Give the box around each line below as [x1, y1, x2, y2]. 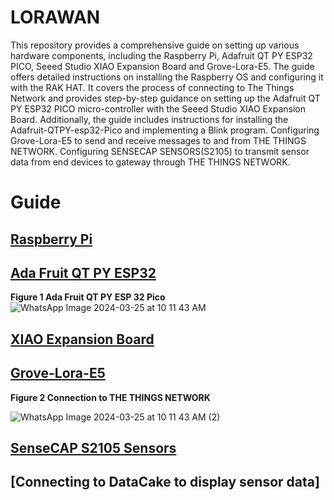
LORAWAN [10, 6, 101, 29]
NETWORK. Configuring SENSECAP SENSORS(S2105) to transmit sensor [10, 145, 310, 157]
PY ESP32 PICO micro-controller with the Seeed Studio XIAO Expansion [10, 102, 306, 115]
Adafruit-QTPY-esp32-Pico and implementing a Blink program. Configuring [10, 124, 320, 136]
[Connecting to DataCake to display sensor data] [10, 474, 320, 491]
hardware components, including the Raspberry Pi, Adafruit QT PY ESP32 [10, 49, 313, 61]
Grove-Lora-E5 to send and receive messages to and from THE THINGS [10, 134, 307, 146]
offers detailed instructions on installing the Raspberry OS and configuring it [10, 71, 324, 83]
